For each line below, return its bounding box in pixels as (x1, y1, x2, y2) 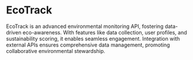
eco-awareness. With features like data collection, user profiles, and (22, 29, 187, 36)
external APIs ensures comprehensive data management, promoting (6, 41, 170, 48)
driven (6, 29, 22, 36)
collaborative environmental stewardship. (6, 47, 105, 54)
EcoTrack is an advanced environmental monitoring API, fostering (6, 23, 164, 30)
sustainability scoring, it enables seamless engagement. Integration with (6, 35, 180, 42)
